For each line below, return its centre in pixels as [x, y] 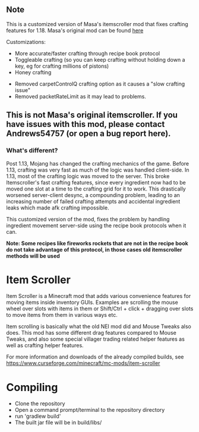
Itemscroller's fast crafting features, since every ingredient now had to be [96, 182]
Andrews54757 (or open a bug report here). [89, 134]
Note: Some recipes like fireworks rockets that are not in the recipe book [97, 243]
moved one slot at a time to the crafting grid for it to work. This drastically [96, 189]
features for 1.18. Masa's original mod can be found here [75, 30]
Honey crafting [33, 72]
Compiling [32, 387]
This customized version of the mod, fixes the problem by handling [88, 219]
